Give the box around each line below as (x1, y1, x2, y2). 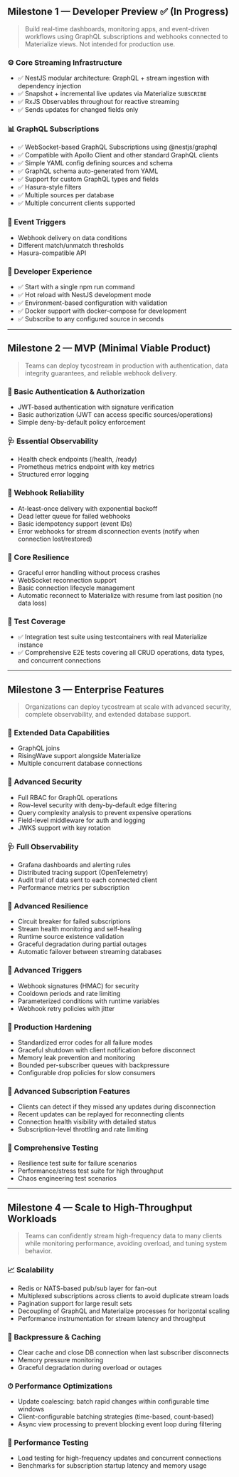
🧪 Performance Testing (7, 1438, 89, 1448)
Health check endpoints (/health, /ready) (17, 455, 137, 464)
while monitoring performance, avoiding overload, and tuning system (24, 1239, 228, 1248)
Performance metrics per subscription (17, 883, 130, 891)
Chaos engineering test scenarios (17, 1174, 117, 1183)
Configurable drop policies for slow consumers (17, 1068, 156, 1077)
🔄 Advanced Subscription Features (7, 1086, 130, 1096)
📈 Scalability (7, 1265, 55, 1275)
